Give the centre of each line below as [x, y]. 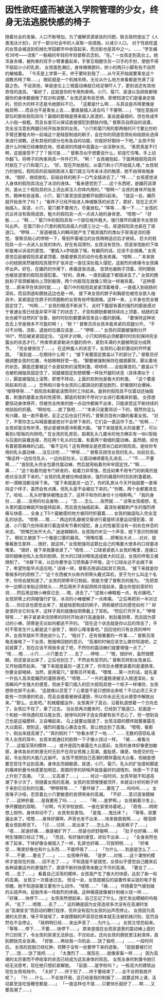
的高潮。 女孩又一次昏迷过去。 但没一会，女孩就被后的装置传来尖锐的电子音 [81, 880]
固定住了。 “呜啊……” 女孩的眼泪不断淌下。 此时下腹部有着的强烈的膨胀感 [78, 305]
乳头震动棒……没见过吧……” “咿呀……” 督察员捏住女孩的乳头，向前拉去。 [86, 452]
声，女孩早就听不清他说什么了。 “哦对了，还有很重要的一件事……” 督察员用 [80, 635]
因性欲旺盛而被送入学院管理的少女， [78, 10]
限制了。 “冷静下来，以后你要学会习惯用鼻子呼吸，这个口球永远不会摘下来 [79, 562]
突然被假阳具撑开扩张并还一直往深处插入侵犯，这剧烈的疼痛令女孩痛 [90, 262]
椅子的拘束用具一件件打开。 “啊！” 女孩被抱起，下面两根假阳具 [89, 159]
